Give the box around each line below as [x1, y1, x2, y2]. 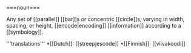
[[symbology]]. [6, 28, 44, 36]
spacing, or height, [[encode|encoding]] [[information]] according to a [6, 22, 182, 29]
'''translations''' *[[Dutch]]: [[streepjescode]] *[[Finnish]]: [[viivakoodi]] [6, 40, 186, 47]
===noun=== [6, 4, 41, 11]
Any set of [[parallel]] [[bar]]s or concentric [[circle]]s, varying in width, [6, 16, 185, 22]
